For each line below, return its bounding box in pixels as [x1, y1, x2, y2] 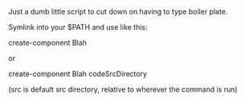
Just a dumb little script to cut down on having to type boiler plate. [8, 7, 228, 16]
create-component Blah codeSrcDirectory [8, 69, 147, 79]
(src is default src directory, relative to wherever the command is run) [8, 84, 239, 94]
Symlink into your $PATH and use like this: [8, 22, 148, 31]
